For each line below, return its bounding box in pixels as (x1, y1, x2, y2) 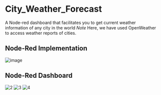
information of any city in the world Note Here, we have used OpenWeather (5, 24, 156, 30)
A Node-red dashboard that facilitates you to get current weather (5, 20, 136, 25)
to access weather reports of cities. (5, 30, 77, 36)
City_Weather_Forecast (5, 3, 102, 15)
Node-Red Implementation (5, 44, 88, 52)
